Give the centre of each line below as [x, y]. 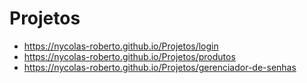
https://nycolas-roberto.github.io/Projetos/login [121, 46]
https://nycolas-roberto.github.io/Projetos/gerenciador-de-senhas [160, 67]
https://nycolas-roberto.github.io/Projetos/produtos [129, 56]
